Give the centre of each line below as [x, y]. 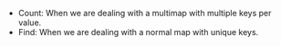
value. [30, 23]
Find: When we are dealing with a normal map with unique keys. [138, 32]
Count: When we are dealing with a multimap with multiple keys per [145, 13]
